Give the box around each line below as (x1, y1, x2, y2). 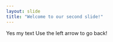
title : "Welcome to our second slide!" (6, 14, 104, 20)
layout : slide (6, 8, 41, 14)
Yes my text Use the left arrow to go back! (6, 29, 108, 36)
